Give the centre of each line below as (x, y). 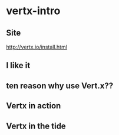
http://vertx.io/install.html (37, 47)
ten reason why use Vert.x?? (60, 86)
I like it (18, 65)
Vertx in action (34, 106)
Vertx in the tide (36, 126)
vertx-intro (33, 11)
